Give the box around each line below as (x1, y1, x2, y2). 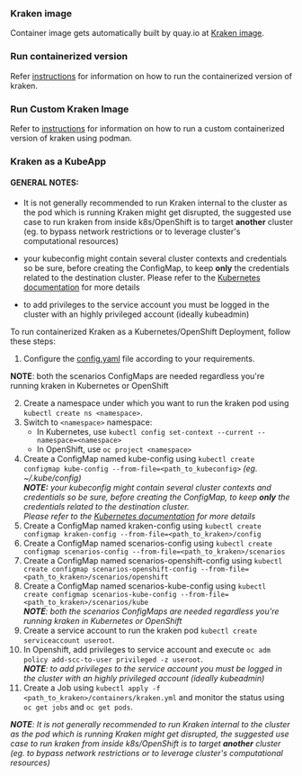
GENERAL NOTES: (10, 177, 79, 188)
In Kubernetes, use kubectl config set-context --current (36, 427, 254, 438)
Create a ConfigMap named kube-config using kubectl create (22, 454, 255, 465)
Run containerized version (10, 50, 129, 63)
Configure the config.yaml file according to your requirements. (22, 354, 255, 365)
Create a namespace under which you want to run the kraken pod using (22, 398, 289, 409)
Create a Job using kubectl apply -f (22, 682, 161, 693)
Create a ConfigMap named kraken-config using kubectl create (22, 520, 262, 531)
